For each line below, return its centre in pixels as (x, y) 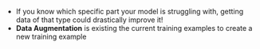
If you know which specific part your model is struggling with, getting (130, 11)
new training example (51, 36)
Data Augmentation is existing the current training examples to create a (134, 28)
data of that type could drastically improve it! (89, 20)
